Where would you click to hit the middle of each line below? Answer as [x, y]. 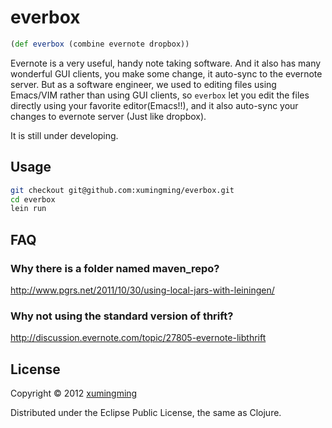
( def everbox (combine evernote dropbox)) [100, 44]
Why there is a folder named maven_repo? [115, 268]
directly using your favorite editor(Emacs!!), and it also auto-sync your [154, 105]
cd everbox [33, 199]
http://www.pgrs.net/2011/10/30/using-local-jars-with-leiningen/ [142, 290]
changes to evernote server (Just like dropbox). [108, 116]
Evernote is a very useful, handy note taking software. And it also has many [166, 63]
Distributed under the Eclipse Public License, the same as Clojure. [146, 413]
